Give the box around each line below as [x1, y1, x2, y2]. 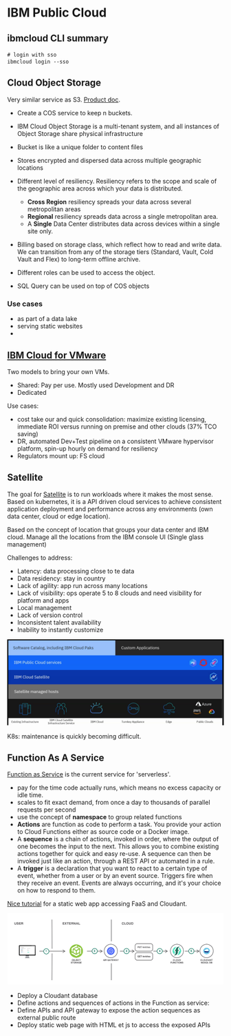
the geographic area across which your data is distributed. [16, 184, 184, 193]
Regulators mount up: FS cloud [16, 451, 105, 460]
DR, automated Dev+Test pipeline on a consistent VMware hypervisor [16, 437, 214, 445]
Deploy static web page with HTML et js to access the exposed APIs [16, 1020, 211, 1029]
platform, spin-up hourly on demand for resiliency [16, 444, 158, 453]
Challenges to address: [7, 554, 73, 562]
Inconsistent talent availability [16, 618, 102, 626]
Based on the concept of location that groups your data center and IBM [7, 525, 209, 534]
